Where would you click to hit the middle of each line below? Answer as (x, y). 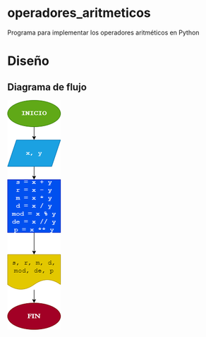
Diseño (28, 61)
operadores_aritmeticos (79, 13)
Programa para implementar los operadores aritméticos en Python (103, 32)
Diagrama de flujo (47, 87)
